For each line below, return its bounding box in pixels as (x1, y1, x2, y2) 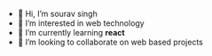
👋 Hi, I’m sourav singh (17, 9, 98, 19)
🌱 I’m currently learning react (17, 28, 126, 37)
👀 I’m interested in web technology (17, 18, 145, 28)
